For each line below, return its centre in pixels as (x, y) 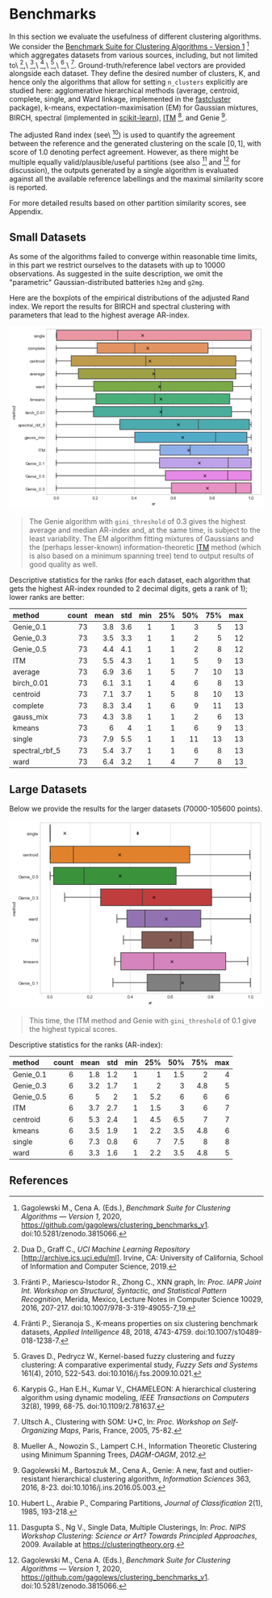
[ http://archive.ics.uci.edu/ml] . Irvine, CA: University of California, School (142, 1257)
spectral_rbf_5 (37, 750)
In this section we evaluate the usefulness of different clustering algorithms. (135, 36)
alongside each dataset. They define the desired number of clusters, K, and (135, 73)
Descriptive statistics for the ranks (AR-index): (86, 1044)
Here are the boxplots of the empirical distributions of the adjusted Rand (129, 298)
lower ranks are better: (47, 598)
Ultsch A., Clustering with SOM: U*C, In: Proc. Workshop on (121, 1421)
